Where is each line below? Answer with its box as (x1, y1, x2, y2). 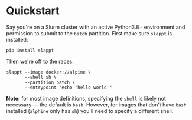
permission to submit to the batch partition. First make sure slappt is (6, 29, 173, 36)
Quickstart (6, 4, 60, 18)
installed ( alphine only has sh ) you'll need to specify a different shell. (6, 107, 174, 114)
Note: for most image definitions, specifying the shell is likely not (6, 95, 167, 102)
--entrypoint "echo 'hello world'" (24, 84, 112, 91)
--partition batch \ (24, 79, 76, 85)
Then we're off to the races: (6, 58, 74, 65)
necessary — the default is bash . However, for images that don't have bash (6, 101, 187, 108)
